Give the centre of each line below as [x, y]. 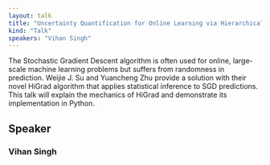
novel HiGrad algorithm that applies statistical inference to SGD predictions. [133, 87]
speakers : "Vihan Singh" [50, 38]
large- [243, 61]
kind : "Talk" [30, 30]
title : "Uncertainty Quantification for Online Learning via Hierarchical [136, 23]
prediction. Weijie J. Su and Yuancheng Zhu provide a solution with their [127, 78]
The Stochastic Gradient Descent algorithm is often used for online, [120, 61]
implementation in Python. [51, 103]
